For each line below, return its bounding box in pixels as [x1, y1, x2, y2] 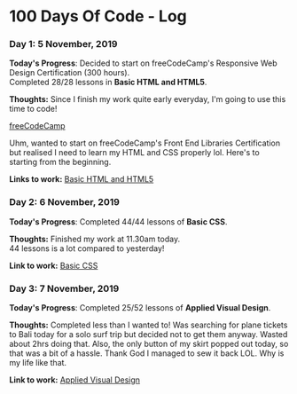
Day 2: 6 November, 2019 [9, 196, 120, 209]
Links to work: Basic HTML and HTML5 [9, 174, 154, 185]
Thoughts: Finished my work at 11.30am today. [9, 233, 180, 244]
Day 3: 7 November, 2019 [9, 282, 120, 295]
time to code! [9, 104, 58, 114]
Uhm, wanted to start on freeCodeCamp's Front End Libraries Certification [9, 138, 281, 148]
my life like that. [9, 358, 67, 368]
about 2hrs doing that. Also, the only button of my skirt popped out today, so [9, 339, 289, 350]
